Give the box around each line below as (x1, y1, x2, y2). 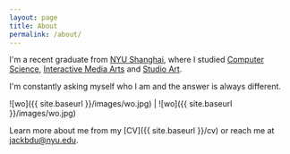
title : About (9, 21, 58, 30)
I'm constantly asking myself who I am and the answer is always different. (9, 81, 282, 92)
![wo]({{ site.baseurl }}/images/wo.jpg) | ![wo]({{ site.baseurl (9, 98, 233, 109)
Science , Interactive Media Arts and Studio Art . (9, 64, 183, 74)
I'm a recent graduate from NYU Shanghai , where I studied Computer (9, 55, 265, 65)
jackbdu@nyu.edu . (9, 135, 79, 146)
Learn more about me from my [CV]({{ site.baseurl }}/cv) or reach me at (9, 125, 275, 136)
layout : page (9, 13, 58, 22)
